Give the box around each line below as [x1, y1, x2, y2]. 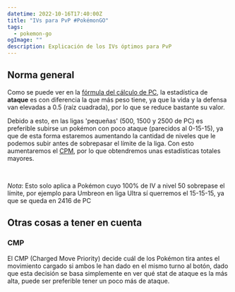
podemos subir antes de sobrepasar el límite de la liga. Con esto [7, 139, 194, 147]
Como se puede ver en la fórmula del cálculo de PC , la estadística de [7, 87, 208, 96]
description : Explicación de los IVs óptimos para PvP [7, 43, 172, 50]
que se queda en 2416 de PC [7, 196, 92, 205]
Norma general [7, 69, 75, 81]
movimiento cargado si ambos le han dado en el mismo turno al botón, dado [7, 262, 229, 270]
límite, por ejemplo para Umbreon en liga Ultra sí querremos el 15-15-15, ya [7, 188, 224, 197]
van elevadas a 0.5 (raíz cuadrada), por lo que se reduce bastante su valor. [7, 103, 225, 111]
